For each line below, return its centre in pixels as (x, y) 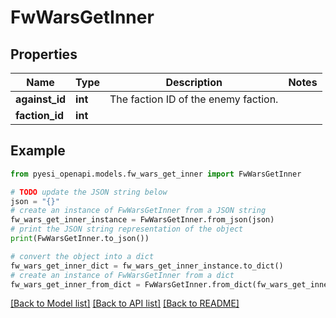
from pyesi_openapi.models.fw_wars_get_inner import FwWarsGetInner (156, 174)
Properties (44, 54)
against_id (41, 99)
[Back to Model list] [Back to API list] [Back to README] (125, 303)
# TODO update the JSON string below (89, 192)
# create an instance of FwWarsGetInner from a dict (122, 275)
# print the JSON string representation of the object (127, 229)
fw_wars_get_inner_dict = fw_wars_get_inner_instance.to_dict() (147, 266)
